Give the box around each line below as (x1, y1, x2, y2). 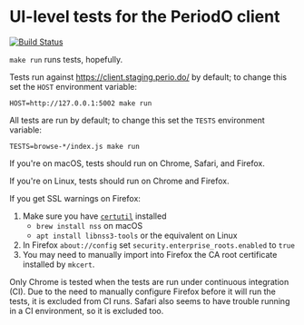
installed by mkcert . (22, 259, 95, 270)
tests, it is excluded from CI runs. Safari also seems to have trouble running (9, 295, 290, 306)
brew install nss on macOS (35, 220, 143, 231)
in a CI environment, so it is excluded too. (9, 305, 164, 316)
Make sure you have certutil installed (22, 211, 167, 222)
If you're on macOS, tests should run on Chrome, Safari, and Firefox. (9, 157, 266, 169)
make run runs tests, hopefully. (9, 54, 123, 64)
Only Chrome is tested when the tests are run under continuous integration (9, 276, 289, 287)
